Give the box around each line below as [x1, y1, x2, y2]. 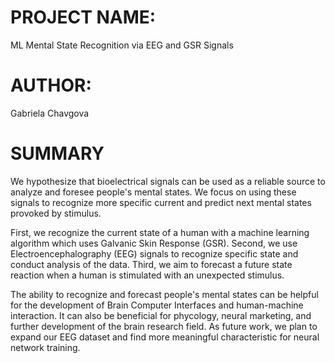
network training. [10, 341, 81, 353]
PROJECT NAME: [10, 6, 157, 29]
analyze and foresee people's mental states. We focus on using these [10, 186, 297, 198]
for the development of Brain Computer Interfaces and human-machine [10, 299, 304, 311]
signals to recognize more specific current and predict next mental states [10, 196, 312, 208]
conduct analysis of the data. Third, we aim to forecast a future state [10, 258, 293, 270]
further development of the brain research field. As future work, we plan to [10, 320, 318, 332]
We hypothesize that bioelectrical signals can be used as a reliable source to [10, 175, 326, 187]
